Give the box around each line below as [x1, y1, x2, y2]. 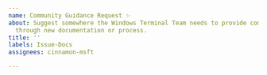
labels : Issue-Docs [8, 41, 73, 49]
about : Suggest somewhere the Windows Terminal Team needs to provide [8, 19, 247, 27]
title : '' [8, 33, 41, 42]
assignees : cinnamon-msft [8, 48, 94, 56]
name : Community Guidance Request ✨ [8, 11, 131, 20]
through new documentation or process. [15, 26, 148, 34]
